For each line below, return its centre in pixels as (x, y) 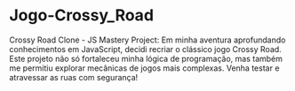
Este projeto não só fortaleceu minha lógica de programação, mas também (146, 58)
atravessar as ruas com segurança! (74, 77)
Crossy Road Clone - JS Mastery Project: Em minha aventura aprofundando (147, 40)
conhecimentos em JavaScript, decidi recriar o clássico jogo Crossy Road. (145, 49)
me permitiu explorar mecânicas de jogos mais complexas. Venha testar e (144, 68)
